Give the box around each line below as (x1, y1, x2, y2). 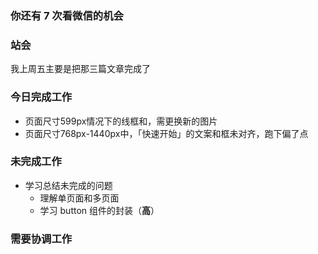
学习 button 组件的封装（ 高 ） (39, 204, 160, 216)
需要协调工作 (10, 232, 73, 246)
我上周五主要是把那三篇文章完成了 (10, 63, 151, 75)
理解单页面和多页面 (39, 192, 120, 204)
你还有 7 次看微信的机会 (10, 8, 124, 22)
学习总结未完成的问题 (24, 179, 113, 191)
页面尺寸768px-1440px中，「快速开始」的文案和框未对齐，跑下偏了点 (24, 127, 309, 139)
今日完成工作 (10, 90, 73, 104)
